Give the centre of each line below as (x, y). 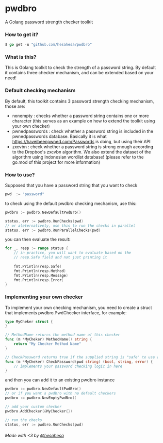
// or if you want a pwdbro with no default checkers (61, 393)
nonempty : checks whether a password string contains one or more (81, 116)
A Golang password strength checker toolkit (49, 22)
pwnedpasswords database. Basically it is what (59, 136)
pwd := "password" (25, 194)
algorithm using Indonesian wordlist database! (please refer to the (78, 157)
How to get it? (22, 34)
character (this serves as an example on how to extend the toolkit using (83, 121)
